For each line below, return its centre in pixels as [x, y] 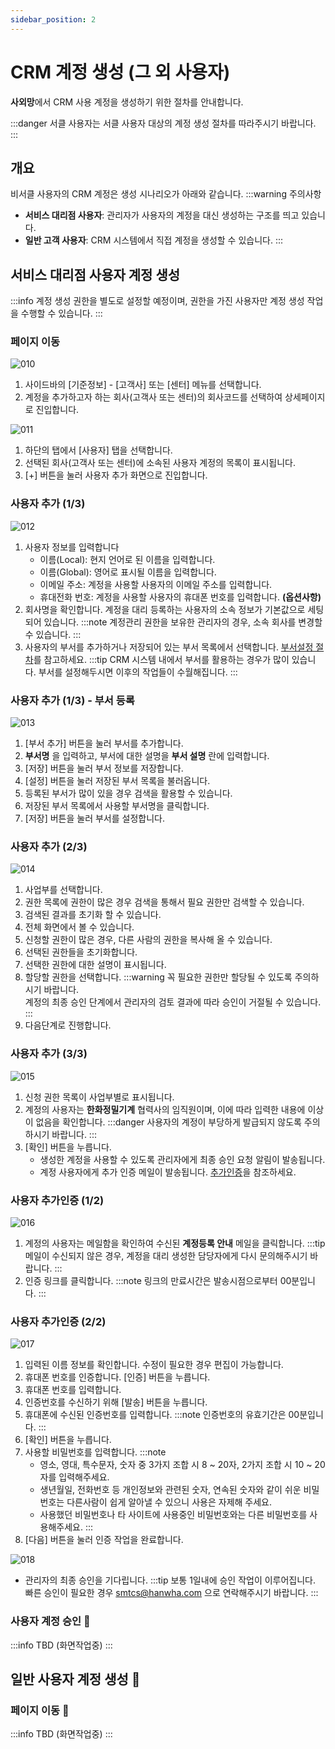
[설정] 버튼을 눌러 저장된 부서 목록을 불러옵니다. [117, 781]
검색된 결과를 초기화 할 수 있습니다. [93, 915]
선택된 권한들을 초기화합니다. [81, 952]
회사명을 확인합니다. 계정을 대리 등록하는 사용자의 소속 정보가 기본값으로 [165, 609]
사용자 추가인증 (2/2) [58, 1321]
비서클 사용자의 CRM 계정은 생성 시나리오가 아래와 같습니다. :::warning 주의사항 [166, 194]
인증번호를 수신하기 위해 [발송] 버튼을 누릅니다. [116, 1402]
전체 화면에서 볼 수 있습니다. [79, 927]
